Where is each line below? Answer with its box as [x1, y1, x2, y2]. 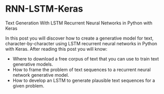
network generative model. [12, 72, 70, 78]
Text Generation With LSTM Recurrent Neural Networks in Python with [5, 20, 152, 26]
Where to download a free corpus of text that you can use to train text [12, 55, 159, 61]
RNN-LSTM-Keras [5, 3, 83, 15]
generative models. [12, 61, 53, 67]
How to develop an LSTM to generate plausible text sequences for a [12, 77, 155, 83]
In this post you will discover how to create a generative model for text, [5, 35, 154, 41]
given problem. [12, 82, 45, 89]
